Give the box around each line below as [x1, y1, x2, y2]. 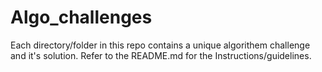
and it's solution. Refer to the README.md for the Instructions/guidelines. [10, 49, 312, 61]
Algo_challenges [10, 6, 153, 29]
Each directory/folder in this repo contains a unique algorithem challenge [10, 39, 311, 51]
